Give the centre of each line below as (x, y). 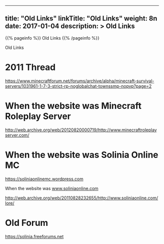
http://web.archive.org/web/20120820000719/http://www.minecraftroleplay (81, 130)
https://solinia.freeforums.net (34, 236)
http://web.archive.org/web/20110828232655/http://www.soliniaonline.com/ (82, 198)
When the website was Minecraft (73, 106)
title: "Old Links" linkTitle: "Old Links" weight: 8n (81, 18)
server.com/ (17, 135)
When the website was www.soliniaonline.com (52, 188)
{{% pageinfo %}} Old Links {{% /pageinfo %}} (52, 38)
